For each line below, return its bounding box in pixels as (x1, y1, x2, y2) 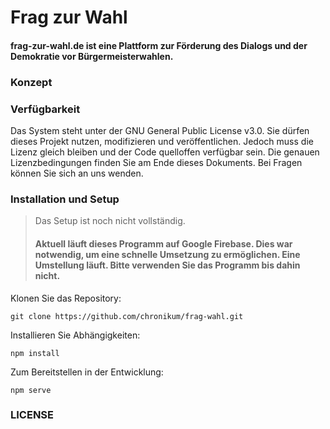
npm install (10, 348, 60, 358)
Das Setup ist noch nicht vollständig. (34, 215, 186, 227)
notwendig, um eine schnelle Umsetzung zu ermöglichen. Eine (34, 248, 301, 260)
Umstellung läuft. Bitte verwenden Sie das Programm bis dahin (34, 259, 301, 271)
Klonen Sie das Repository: (10, 292, 122, 304)
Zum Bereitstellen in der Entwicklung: (10, 366, 164, 378)
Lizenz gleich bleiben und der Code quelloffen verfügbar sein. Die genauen (10, 146, 320, 158)
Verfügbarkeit (10, 102, 81, 116)
